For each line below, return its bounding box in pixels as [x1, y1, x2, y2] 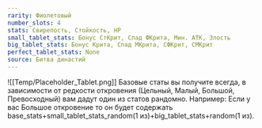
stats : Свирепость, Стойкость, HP [7, 26, 122, 34]
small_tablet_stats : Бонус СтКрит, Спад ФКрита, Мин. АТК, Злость [7, 33, 231, 42]
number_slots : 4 [7, 19, 61, 27]
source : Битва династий [7, 56, 86, 64]
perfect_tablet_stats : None [7, 48, 101, 56]
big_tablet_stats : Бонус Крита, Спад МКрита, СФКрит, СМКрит [7, 41, 214, 49]
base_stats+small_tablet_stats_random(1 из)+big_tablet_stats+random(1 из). [7, 111, 255, 120]
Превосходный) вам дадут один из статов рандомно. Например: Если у [7, 94, 251, 104]
